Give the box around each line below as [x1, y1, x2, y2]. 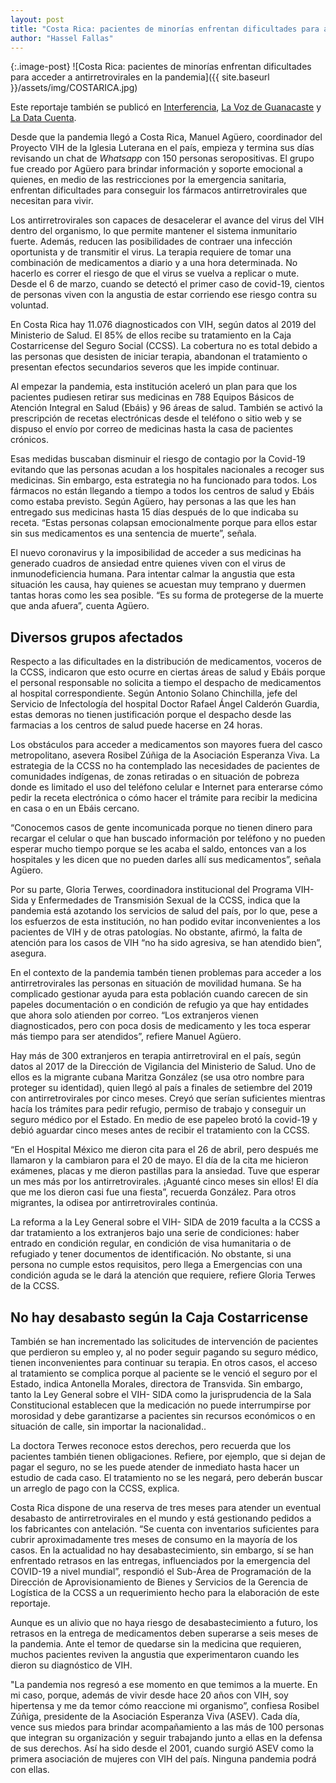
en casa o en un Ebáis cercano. [10, 802, 140, 815]
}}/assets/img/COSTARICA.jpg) [10, 82, 138, 94]
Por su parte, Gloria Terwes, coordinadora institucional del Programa [10, 884, 293, 896]
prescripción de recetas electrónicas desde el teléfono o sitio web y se [10, 412, 302, 425]
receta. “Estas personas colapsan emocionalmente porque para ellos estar [10, 517, 318, 529]
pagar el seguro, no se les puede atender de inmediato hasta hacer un [10, 1461, 300, 1473]
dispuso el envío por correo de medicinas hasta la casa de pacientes [10, 423, 294, 435]
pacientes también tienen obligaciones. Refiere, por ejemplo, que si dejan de [10, 1451, 326, 1462]
